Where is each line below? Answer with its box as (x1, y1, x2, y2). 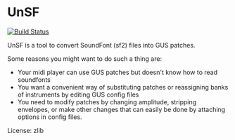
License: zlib (7, 126, 44, 134)
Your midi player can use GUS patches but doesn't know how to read (17, 68, 218, 76)
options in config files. (17, 113, 82, 121)
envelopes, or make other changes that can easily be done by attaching (17, 105, 226, 113)
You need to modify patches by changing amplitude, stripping (17, 97, 197, 106)
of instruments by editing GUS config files (17, 90, 139, 99)
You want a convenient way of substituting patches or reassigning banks (17, 83, 229, 91)
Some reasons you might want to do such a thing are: (7, 54, 163, 63)
